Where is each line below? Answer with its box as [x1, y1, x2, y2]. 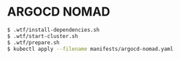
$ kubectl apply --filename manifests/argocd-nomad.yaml [7, 45, 174, 52]
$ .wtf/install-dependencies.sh [7, 26, 100, 33]
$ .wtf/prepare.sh [7, 39, 60, 46]
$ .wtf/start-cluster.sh [7, 33, 78, 39]
